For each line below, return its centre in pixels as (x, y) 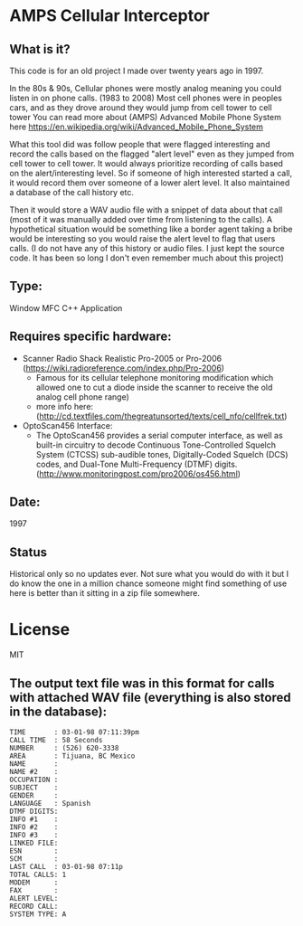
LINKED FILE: (34, 843)
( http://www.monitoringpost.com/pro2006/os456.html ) (138, 473)
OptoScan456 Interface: (67, 425)
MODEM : (34, 883)
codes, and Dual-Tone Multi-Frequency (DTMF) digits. (137, 464)
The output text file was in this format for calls (142, 683)
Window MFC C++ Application (66, 307)
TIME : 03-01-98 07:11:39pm (75, 732)
